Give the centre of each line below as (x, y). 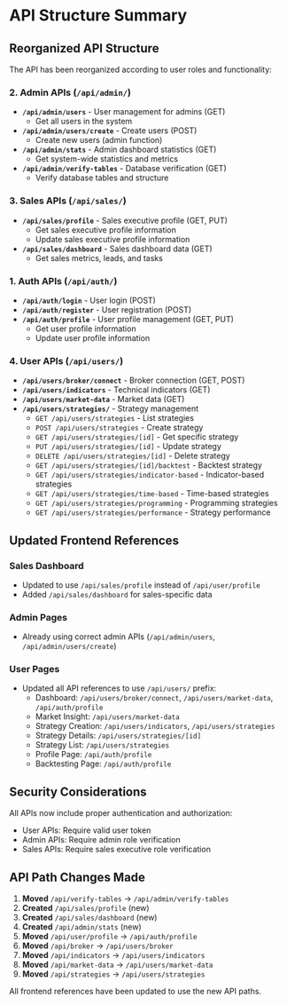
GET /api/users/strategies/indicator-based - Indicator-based (150, 475)
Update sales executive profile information (112, 239)
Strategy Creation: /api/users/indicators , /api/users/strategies (155, 726)
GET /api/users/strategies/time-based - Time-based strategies (152, 494)
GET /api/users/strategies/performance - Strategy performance (153, 512)
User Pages (35, 669)
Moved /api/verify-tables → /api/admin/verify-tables (125, 898)
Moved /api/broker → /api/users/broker (98, 946)
